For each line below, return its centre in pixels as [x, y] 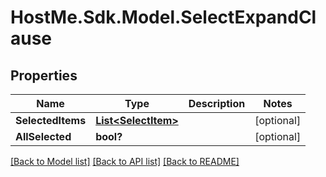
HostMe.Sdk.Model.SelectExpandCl [163, 17]
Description [217, 103]
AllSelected [43, 136]
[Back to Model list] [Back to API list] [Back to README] [125, 161]
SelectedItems [51, 120]
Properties [44, 75]
